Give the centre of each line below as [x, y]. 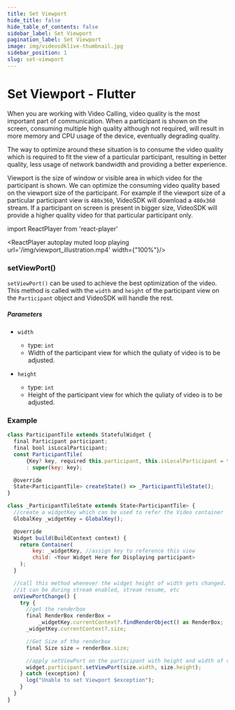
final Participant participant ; [61, 442]
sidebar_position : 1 [37, 53]
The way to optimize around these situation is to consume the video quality [115, 149]
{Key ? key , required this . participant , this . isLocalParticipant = [124, 461]
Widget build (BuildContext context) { [70, 538]
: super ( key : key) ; [54, 467]
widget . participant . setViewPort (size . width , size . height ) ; [113, 667]
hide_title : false [34, 20]
